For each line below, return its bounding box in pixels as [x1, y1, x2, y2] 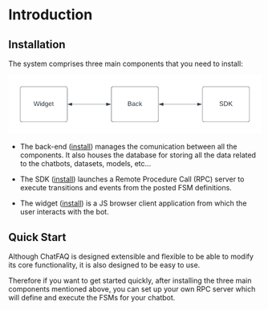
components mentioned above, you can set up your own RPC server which [8, 284, 256, 294]
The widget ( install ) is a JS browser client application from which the [19, 198, 247, 208]
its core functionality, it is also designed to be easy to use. [8, 260, 201, 270]
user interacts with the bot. [19, 207, 110, 217]
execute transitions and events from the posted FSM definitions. [19, 183, 233, 193]
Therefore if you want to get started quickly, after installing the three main [8, 275, 252, 286]
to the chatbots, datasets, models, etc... [19, 159, 152, 169]
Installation [8, 38, 66, 51]
